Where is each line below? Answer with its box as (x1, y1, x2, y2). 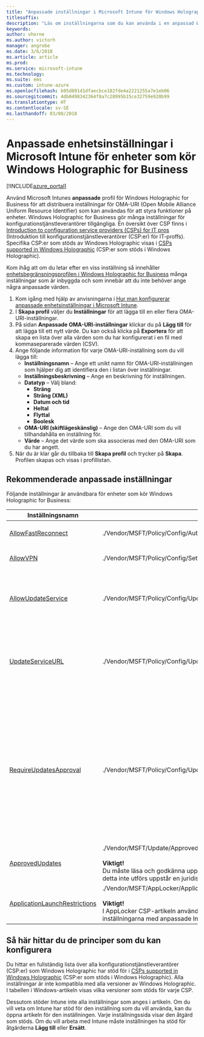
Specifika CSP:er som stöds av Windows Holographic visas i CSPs (6, 239, 172, 246)
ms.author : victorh (6, 37, 56, 43)
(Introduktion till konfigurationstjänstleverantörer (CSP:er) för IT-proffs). (6, 233, 185, 240)
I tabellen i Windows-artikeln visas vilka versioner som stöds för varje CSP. (6, 986, 193, 993)
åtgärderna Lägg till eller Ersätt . (6, 1024, 87, 1031)
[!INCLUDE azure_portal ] (6, 183, 67, 190)
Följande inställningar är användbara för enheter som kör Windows (6, 490, 173, 498)
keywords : (6, 25, 32, 32)
